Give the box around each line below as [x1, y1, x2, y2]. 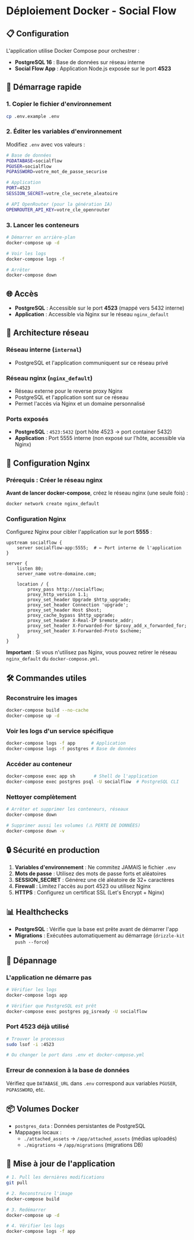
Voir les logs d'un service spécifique [6, 726, 114, 735]
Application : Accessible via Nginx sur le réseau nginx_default [14, 311, 169, 318]
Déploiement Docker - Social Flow [6, 4, 177, 18]
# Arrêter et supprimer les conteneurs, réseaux [6, 807, 129, 812]
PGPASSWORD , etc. [6, 1086, 46, 1093]
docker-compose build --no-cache [6, 707, 89, 713]
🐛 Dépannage [6, 955, 58, 965]
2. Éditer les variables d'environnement [6, 127, 122, 136]
